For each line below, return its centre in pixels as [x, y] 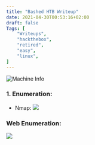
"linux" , [28, 56]
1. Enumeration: [29, 94]
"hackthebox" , [34, 39]
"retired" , [30, 45]
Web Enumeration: [34, 123]
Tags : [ [16, 28]
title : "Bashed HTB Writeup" [42, 12]
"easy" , [26, 51]
